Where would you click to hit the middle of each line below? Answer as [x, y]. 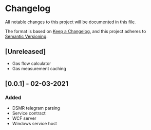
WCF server [24, 118]
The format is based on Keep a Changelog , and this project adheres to [75, 31]
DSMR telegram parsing [36, 108]
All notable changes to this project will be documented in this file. [71, 22]
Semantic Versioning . [26, 36]
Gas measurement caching [39, 68]
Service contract [29, 113]
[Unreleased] [26, 52]
